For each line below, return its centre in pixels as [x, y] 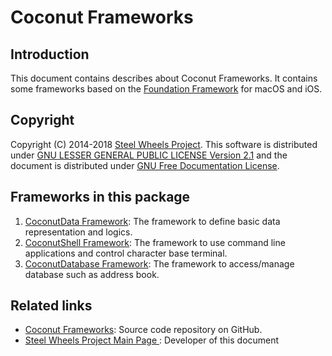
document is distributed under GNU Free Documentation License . [145, 165]
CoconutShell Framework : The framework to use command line [155, 242]
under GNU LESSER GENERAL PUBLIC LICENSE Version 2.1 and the [149, 155]
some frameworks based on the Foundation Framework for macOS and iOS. [166, 89]
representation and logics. [78, 232]
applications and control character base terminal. [126, 253]
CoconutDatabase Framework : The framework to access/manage [159, 263]
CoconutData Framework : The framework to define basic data [152, 221]
